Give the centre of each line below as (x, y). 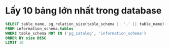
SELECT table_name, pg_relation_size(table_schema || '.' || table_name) (85, 24)
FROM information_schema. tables (39, 28)
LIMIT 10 (14, 42)
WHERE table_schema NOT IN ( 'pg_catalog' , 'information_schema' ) (76, 33)
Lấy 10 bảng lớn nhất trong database (83, 11)
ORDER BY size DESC (26, 38)
